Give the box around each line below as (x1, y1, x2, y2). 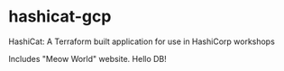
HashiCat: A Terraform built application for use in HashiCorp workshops (8, 36, 276, 47)
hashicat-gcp (8, 6, 112, 27)
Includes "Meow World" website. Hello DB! (8, 53, 168, 64)
